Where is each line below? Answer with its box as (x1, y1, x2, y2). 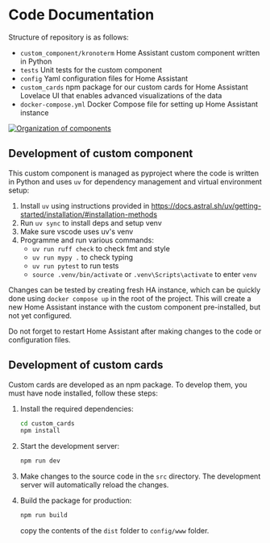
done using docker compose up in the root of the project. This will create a (8, 293, 251, 303)
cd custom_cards (19, 419, 75, 428)
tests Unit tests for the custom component (19, 64, 163, 74)
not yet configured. (8, 310, 73, 320)
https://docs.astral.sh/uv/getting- (151, 201, 262, 210)
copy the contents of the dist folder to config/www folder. (19, 526, 210, 536)
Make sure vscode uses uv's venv (19, 226, 134, 236)
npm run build (19, 512, 68, 520)
